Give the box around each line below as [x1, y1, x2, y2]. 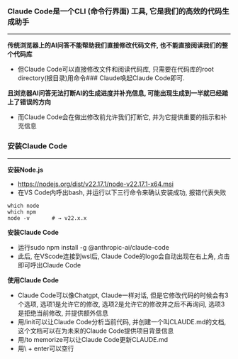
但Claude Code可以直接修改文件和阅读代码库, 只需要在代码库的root [17, 65, 214, 74]
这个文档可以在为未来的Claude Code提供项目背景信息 [17, 326, 174, 335]
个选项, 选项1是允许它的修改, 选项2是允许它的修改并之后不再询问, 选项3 [17, 299, 225, 308]
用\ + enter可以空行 [17, 344, 74, 353]
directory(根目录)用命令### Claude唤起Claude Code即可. [17, 74, 186, 82]
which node [7, 202, 40, 209]
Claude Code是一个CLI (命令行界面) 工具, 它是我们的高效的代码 [7, 6, 222, 16]
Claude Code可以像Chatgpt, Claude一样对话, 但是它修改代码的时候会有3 [17, 291, 229, 299]
